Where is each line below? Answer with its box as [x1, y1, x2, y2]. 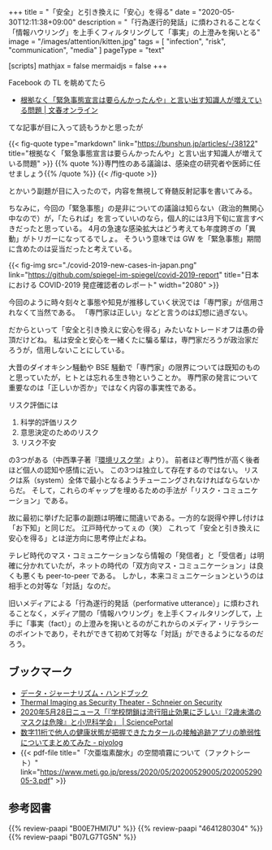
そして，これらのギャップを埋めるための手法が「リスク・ [31, 486, 223, 495]
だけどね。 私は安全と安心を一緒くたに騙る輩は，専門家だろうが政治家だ [15, 335, 260, 344]
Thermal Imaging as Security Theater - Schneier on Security [19, 697, 222, 707]
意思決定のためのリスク [19, 428, 99, 437]
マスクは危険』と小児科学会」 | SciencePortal [19, 717, 173, 726]
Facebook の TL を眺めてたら [8, 78, 106, 87]
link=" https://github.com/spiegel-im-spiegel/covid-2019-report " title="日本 [8, 270, 260, 279]
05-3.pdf [19, 775, 50, 785]
